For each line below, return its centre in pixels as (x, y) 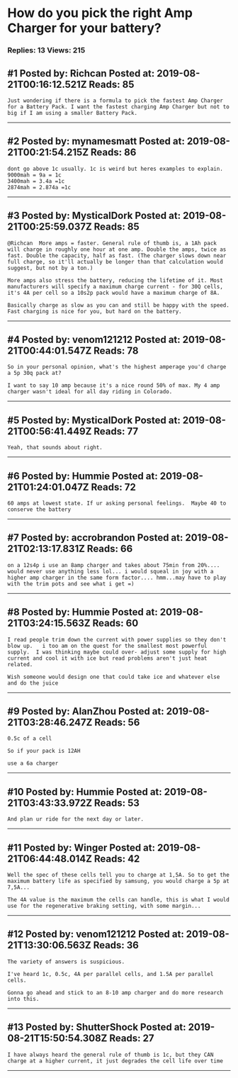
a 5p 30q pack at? (34, 374)
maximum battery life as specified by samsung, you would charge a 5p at (119, 881)
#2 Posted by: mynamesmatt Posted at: (96, 141)
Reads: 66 (110, 549)
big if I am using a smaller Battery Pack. (73, 113)
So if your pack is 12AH (44, 751)
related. (20, 664)
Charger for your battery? (84, 28)
